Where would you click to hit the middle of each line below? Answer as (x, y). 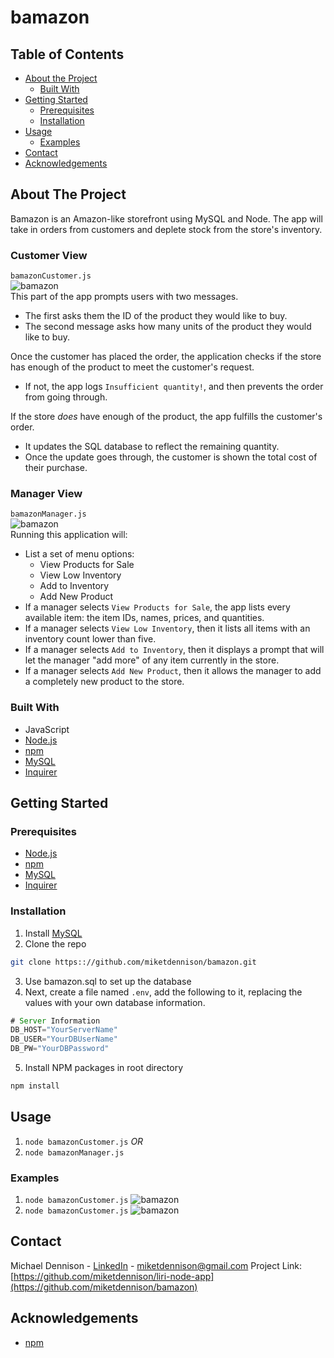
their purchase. (56, 468)
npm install (35, 1086)
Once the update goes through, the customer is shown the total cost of (171, 457)
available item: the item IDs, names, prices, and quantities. (144, 618)
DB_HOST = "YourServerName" (64, 1030)
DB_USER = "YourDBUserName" (64, 1039)
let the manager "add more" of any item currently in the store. (152, 660)
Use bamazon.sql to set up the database (108, 981)
